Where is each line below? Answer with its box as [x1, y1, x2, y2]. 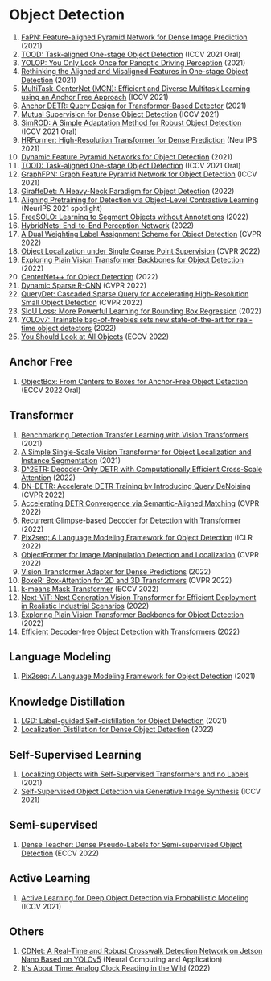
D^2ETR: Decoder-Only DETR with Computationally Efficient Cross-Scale [20, 464, 263, 474]
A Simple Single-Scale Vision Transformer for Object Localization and [20, 447, 252, 457]
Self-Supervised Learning [9, 747, 142, 762]
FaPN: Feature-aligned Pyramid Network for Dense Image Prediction [20, 32, 248, 42]
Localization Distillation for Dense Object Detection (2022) [20, 725, 214, 735]
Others [9, 925, 45, 939]
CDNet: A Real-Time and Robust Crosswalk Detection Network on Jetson [20, 946, 263, 956]
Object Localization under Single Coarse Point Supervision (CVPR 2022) [20, 246, 261, 255]
